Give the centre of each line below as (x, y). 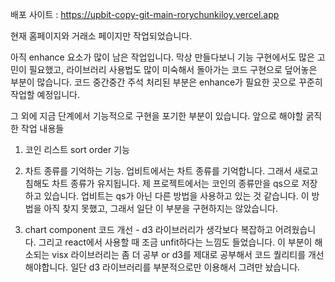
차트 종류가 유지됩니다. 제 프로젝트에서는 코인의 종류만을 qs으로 (175, 183)
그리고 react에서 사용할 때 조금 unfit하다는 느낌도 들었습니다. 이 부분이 (175, 242)
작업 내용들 (42, 128)
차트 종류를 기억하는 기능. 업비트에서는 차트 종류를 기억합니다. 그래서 (158, 171)
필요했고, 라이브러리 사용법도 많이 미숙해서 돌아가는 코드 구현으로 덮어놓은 (173, 69)
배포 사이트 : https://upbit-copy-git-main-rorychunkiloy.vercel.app (145, 14)
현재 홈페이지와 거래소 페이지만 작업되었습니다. (101, 36)
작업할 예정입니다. (45, 94)
